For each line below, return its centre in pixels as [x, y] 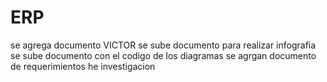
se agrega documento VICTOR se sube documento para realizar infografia [163, 45]
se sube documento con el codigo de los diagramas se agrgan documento [163, 55]
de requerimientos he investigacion [83, 66]
